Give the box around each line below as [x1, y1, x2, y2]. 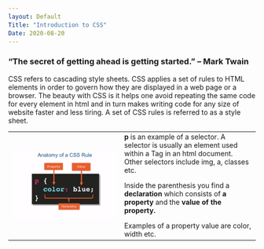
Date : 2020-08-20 [8, 29, 65, 37]
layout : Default [8, 13, 61, 20]
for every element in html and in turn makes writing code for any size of [8, 99, 240, 108]
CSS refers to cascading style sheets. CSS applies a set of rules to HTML [8, 74, 245, 83]
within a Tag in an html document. [124, 149, 233, 159]
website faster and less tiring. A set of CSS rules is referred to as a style [8, 107, 241, 117]
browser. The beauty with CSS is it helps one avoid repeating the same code [8, 90, 256, 100]
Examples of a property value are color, [124, 221, 251, 231]
